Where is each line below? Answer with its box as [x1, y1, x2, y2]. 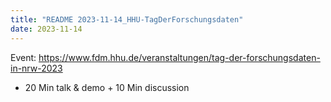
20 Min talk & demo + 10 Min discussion [24, 81, 190, 93]
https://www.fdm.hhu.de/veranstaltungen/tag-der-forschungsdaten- [38, 51, 321, 63]
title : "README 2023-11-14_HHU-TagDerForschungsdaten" [10, 14, 244, 25]
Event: [10, 51, 37, 63]
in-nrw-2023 [10, 62, 63, 74]
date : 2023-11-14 [10, 24, 83, 34]
